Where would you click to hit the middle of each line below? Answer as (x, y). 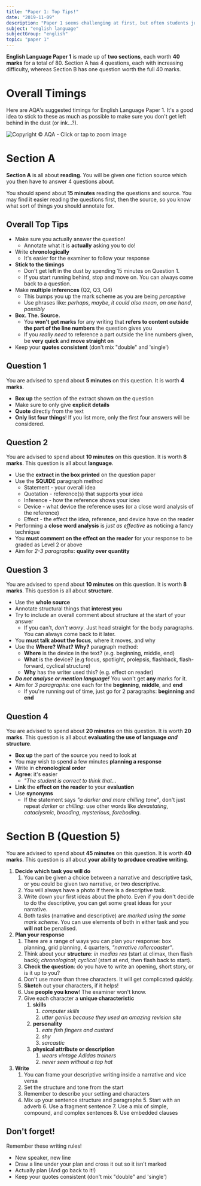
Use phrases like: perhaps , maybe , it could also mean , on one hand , (108, 302)
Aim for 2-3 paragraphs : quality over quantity (72, 551)
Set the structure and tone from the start (74, 1087)
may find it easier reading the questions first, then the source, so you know (99, 199)
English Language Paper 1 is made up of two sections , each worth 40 (93, 57)
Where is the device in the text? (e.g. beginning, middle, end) (99, 653)
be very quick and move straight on (69, 340)
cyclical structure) (68, 666)
